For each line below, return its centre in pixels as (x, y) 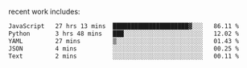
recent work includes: (44, 12)
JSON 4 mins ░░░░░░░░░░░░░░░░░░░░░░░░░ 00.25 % (124, 48)
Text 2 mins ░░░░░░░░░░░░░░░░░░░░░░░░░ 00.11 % (124, 56)
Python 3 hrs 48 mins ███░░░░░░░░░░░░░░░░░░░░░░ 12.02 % (124, 34)
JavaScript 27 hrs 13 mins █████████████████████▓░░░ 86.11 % (124, 26)
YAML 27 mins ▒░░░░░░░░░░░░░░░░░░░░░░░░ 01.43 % (124, 41)
